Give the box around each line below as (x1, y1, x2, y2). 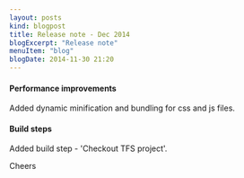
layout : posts (9, 13, 63, 22)
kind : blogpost (9, 22, 66, 31)
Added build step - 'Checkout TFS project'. (9, 143, 168, 154)
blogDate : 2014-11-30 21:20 (9, 55, 115, 64)
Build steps (9, 123, 52, 134)
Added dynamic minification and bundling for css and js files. (9, 102, 236, 113)
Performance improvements (9, 83, 117, 93)
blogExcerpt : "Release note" (9, 38, 118, 48)
